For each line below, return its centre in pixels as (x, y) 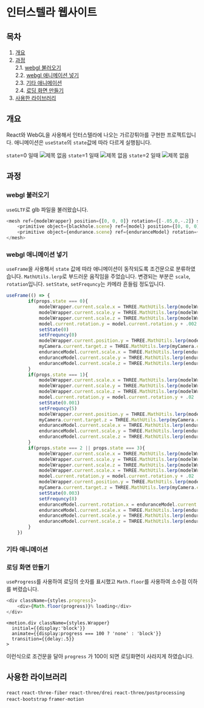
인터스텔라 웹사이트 (52, 12)
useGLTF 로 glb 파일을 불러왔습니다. (47, 209)
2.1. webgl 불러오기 (38, 68)
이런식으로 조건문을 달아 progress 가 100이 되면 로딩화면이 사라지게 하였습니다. (100, 656)
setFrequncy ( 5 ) (58, 408)
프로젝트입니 (181, 135)
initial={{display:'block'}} (49, 628)
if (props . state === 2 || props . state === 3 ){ (87, 448)
